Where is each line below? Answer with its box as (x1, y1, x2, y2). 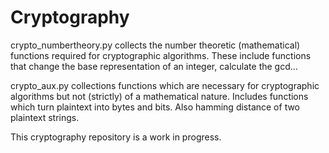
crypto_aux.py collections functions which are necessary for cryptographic (10, 79, 320, 91)
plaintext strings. (10, 111, 80, 123)
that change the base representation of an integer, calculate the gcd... (10, 60, 298, 72)
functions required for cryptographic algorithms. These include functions (10, 49, 312, 61)
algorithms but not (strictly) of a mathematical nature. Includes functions (10, 90, 309, 102)
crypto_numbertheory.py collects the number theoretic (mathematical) (10, 39, 301, 51)
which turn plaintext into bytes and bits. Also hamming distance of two (10, 101, 301, 113)
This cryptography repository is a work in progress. (10, 131, 222, 143)
